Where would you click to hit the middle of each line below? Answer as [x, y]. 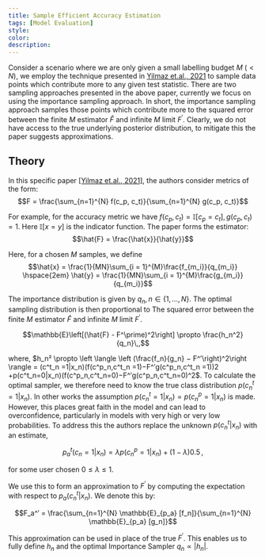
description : [30, 45]
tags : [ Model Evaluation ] [51, 23]
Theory [27, 161]
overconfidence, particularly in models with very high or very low [114, 415]
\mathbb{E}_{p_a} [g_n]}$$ [133, 521]
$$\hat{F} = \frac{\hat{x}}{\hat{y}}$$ [133, 239]
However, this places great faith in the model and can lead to [107, 407]
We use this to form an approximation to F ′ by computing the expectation [127, 485]
